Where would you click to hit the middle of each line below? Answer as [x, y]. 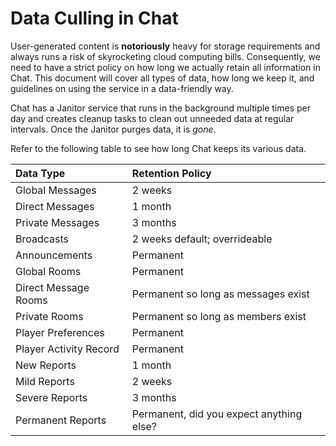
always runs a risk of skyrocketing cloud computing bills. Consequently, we [165, 56]
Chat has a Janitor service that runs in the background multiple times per [160, 108]
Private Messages [57, 222]
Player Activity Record [67, 349]
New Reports [46, 365]
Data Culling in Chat [94, 18]
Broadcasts [42, 239]
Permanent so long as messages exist [220, 294]
